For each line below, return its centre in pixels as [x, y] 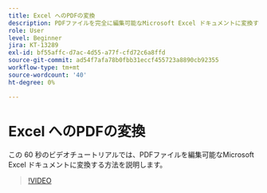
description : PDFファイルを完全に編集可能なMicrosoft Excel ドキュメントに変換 [131, 23]
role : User [26, 30]
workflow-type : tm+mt [44, 68]
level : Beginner [35, 38]
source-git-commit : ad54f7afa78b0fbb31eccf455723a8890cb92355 [114, 61]
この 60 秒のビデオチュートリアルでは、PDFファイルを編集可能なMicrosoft [132, 155]
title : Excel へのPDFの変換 [52, 16]
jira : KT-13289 [33, 45]
